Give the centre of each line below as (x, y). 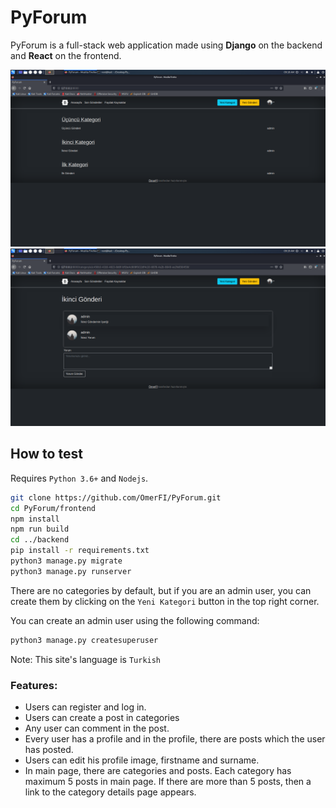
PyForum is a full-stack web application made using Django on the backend (166, 45)
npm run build (40, 529)
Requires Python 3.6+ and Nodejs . (79, 478)
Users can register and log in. (85, 707)
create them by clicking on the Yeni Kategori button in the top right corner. (165, 601)
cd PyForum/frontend (53, 508)
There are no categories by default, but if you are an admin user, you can (161, 590)
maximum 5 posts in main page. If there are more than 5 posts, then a (168, 781)
